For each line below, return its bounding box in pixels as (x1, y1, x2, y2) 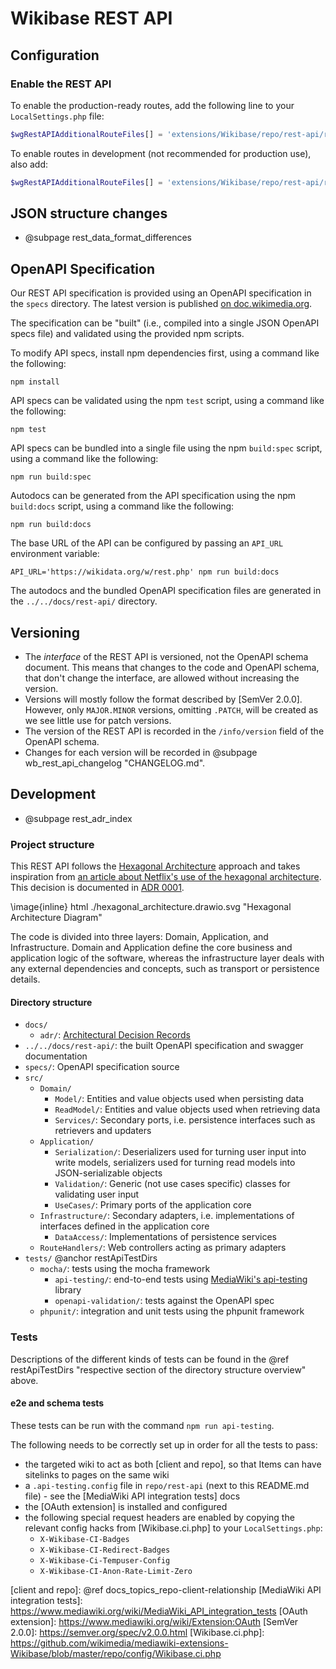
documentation (24, 1050, 88, 1062)
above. (10, 1374, 39, 1386)
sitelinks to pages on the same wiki (24, 1468, 170, 1481)
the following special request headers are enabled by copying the (24, 1511, 295, 1523)
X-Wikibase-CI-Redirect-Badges (39, 1545, 171, 1555)
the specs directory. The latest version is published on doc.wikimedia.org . (10, 298, 313, 310)
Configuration (10, 47, 100, 64)
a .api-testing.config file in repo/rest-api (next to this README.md (24, 1479, 310, 1491)
